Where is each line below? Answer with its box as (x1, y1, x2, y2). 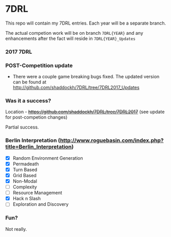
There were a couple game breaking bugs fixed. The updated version (12, 74, 160, 80)
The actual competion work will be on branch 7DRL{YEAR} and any (5, 30, 144, 36)
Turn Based (12, 166, 37, 173)
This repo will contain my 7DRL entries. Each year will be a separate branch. (5, 20, 166, 26)
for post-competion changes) (5, 114, 68, 120)
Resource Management (12, 190, 63, 196)
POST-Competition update (5, 62, 73, 69)
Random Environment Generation (12, 155, 83, 161)
